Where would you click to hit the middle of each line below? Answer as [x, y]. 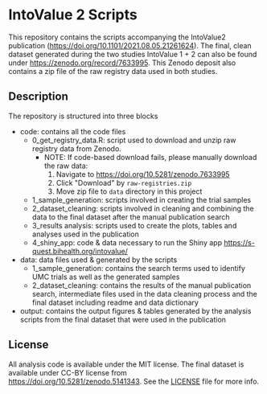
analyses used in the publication [85, 234]
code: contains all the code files [73, 131]
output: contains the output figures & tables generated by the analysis [136, 310]
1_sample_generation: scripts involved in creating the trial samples [142, 199]
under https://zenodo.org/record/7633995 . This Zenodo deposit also [122, 63]
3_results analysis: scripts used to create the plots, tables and [134, 225]
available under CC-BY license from [68, 372]
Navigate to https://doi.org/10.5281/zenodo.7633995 [143, 174]
